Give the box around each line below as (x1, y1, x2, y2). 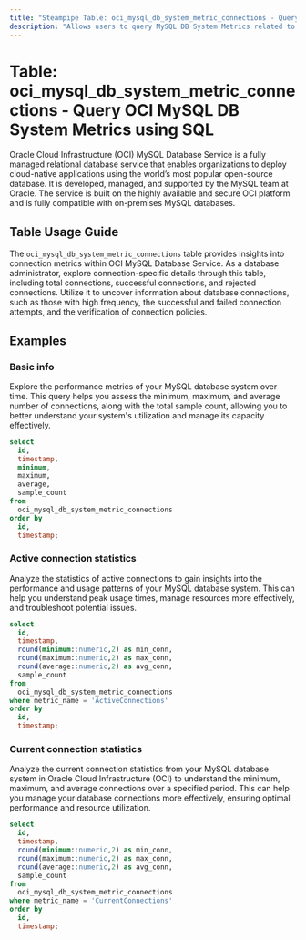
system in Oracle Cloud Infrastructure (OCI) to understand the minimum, (9, 773, 280, 784)
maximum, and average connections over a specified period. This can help (9, 783, 290, 794)
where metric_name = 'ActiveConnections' (9, 696, 169, 705)
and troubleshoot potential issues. (9, 602, 138, 613)
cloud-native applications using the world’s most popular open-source (9, 169, 273, 180)
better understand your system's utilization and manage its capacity (9, 409, 265, 420)
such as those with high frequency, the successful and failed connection (9, 297, 282, 308)
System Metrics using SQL (9, 119, 215, 139)
